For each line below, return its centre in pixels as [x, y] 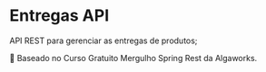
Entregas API [59, 16]
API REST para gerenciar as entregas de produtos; [103, 40]
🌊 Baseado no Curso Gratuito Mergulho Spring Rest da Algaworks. [133, 58]
